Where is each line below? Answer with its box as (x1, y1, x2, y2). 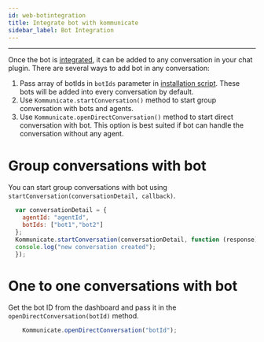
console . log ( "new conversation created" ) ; (15, 243, 156, 251)
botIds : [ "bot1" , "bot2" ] (22, 221, 104, 229)
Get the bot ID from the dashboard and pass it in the (8, 303, 177, 312)
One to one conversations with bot (8, 277, 238, 295)
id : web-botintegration (8, 11, 86, 20)
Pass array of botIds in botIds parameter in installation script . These (19, 79, 240, 88)
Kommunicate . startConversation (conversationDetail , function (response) (15, 236, 258, 243)
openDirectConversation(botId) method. (8, 311, 139, 321)
